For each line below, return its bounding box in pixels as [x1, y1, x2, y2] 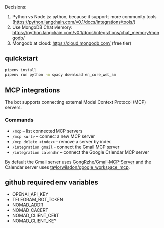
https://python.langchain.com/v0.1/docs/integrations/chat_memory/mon [12, 30, 160, 35]
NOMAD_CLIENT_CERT [12, 213, 59, 219]
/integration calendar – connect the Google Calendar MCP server [12, 149, 150, 155]
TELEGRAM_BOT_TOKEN [12, 197, 63, 203]
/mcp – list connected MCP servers [12, 128, 83, 134]
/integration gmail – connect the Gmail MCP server [12, 144, 120, 150]
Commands [5, 116, 34, 123]
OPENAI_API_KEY [12, 191, 49, 197]
